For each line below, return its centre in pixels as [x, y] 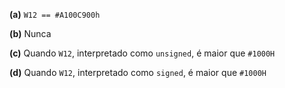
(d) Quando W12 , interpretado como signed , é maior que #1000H [138, 72]
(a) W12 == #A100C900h [55, 14]
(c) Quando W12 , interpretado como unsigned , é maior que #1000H [142, 53]
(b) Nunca [30, 33]
